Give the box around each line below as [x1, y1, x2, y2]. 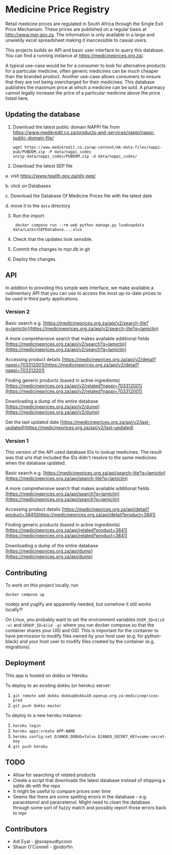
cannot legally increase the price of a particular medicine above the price [5, 90, 160, 96]
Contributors [5, 825, 48, 833]
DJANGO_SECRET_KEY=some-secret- [98, 734, 167, 739]
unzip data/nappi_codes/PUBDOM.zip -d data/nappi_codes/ [12, 153, 138, 159]
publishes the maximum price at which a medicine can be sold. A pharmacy [5, 84, 165, 91]
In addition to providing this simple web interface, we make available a [5, 284, 154, 291]
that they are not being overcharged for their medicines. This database [5, 79, 155, 85]
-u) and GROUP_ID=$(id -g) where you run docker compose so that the [5, 621, 155, 628]
